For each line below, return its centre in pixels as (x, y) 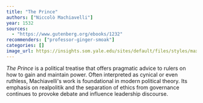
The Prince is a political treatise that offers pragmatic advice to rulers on (96, 68)
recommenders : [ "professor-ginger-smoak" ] (60, 40)
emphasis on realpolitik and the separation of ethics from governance (93, 87)
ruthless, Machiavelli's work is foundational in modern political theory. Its (97, 81)
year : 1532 (20, 23)
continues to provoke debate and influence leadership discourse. (87, 93)
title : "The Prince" (32, 12)
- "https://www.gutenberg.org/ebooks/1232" (67, 34)
